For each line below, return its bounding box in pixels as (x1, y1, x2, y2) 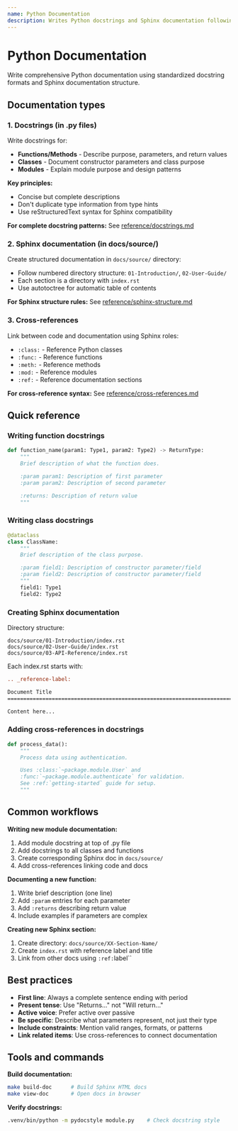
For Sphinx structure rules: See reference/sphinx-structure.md (7, 298, 193, 306)
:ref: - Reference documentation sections (17, 375, 142, 383)
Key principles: (7, 179, 53, 188)
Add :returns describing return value (17, 904, 127, 912)
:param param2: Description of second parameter (20, 479, 166, 486)
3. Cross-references (7, 315, 79, 325)
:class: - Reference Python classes (17, 345, 123, 354)
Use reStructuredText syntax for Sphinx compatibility (17, 208, 173, 216)
